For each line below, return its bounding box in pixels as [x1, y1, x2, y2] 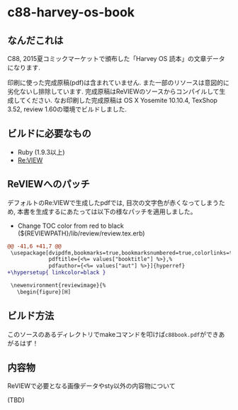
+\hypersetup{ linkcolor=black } [7, 269, 106, 277]
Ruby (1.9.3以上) [17, 148, 65, 156]
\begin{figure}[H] [16, 288, 72, 295]
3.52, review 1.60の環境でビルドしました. [7, 105, 127, 113]
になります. [7, 63, 41, 72]
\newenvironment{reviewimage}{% [10, 282, 106, 289]
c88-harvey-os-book [7, 4, 135, 21]
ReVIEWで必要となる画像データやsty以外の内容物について [7, 382, 176, 390]
